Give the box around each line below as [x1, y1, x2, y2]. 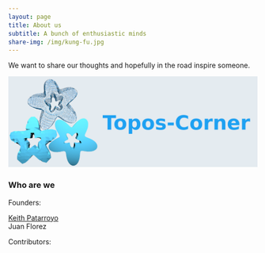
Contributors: [8, 236, 51, 246]
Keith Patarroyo [8, 213, 59, 222]
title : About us [8, 21, 62, 29]
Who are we [8, 179, 55, 190]
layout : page [8, 13, 51, 21]
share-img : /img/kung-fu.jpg [8, 38, 104, 46]
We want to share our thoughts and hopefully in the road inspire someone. [8, 60, 251, 71]
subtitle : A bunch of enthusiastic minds [8, 29, 147, 37]
